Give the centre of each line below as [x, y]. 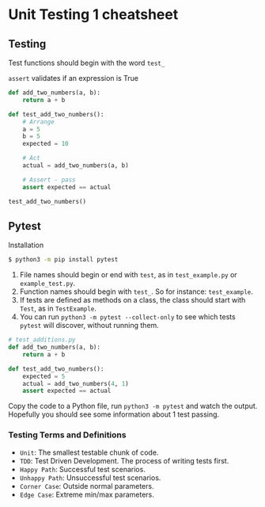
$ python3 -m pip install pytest [63, 260]
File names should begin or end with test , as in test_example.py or [128, 275]
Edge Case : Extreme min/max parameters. [87, 494]
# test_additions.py [42, 340]
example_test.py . [47, 284]
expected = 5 [44, 376]
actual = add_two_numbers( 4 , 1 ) [76, 383]
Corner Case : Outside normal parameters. [87, 486]
